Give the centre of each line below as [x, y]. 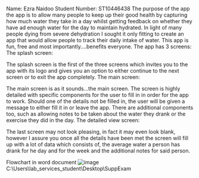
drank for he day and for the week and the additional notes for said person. [98, 151]
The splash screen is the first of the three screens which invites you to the [97, 64]
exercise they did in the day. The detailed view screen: [73, 120]
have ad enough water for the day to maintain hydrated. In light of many [94, 27]
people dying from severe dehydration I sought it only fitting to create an [95, 34]
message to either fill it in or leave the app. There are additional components [100, 107]
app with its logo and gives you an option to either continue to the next [93, 71]
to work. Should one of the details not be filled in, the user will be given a [96, 101]
